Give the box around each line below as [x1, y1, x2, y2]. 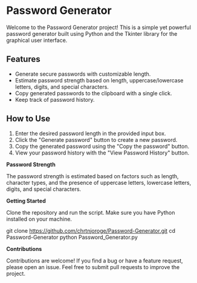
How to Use [6, 113, 51, 124]
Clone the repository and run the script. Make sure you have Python [6, 208, 175, 216]
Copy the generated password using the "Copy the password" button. [15, 142, 190, 150]
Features [6, 54, 40, 64]
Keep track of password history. [15, 96, 95, 103]
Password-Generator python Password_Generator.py [6, 233, 138, 241]
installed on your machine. [6, 215, 73, 222]
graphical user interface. [6, 36, 68, 44]
